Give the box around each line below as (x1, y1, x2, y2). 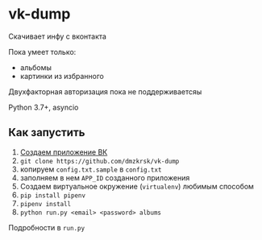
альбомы (19, 62, 52, 72)
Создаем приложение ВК (19, 147, 108, 157)
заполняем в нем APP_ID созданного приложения (19, 172, 190, 182)
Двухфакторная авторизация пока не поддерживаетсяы (8, 86, 202, 97)
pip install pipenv (19, 191, 86, 200)
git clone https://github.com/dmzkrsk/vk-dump (19, 157, 180, 165)
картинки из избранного (19, 71, 105, 81)
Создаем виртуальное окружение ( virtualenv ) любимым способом (19, 181, 254, 191)
